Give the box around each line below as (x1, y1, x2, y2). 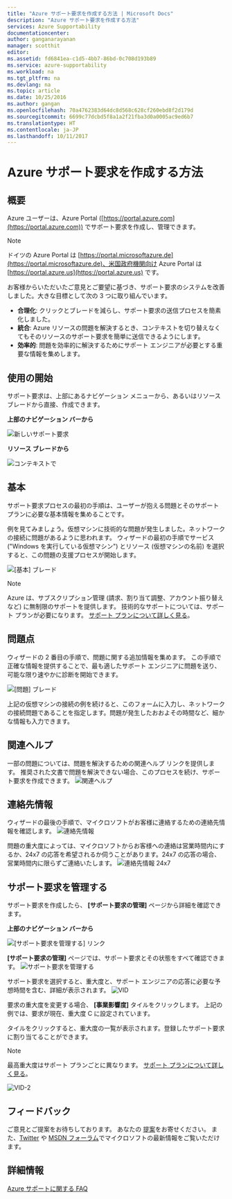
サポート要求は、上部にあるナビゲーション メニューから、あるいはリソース (7, 392, 221, 400)
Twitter (19, 1133, 39, 1141)
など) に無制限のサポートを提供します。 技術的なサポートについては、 (7, 602, 206, 610)
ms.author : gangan (7, 101, 60, 107)
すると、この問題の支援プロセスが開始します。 (7, 551, 141, 559)
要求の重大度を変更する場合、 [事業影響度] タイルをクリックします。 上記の (7, 1001, 223, 1009)
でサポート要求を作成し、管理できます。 (84, 223, 199, 231)
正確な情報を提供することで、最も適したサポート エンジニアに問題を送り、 (7, 662, 221, 670)
